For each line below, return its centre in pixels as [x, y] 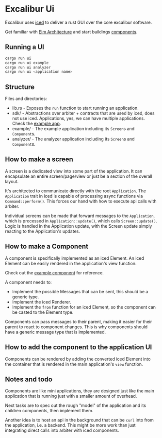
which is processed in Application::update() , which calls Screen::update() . [81, 221]
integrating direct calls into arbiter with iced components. [62, 430]
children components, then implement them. [49, 411]
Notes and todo [29, 379]
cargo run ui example [27, 63]
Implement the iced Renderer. [41, 302]
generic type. [25, 297]
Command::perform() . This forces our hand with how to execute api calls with [81, 201]
